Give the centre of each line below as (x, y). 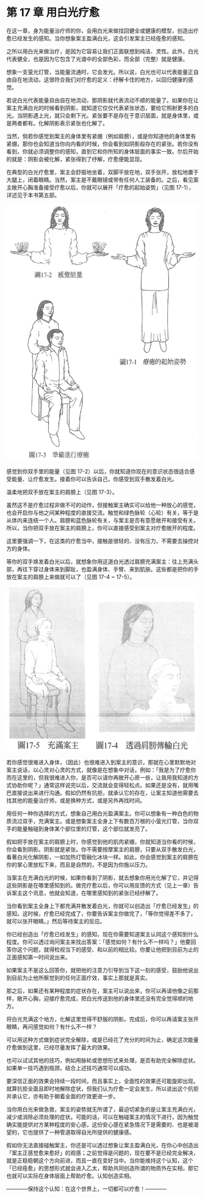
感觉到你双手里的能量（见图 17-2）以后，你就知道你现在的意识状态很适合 (98, 471)
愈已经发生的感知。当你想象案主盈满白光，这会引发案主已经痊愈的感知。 (97, 38)
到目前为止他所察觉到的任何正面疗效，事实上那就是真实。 (78, 978)
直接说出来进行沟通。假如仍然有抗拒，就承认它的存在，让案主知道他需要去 (105, 793)
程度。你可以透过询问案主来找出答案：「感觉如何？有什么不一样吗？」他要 (99, 942)
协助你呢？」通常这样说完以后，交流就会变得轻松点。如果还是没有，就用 (102, 785)
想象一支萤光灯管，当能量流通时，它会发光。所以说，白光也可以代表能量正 (100, 72)
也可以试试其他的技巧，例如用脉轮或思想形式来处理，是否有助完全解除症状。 (103, 1060)
